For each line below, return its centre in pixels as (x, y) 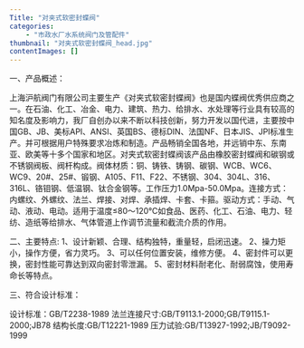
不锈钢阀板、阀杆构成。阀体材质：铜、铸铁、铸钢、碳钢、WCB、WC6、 (143, 166)
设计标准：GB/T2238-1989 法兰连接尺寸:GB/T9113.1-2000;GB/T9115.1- (140, 314)
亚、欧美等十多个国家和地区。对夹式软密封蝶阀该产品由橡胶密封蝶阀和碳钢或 (152, 154)
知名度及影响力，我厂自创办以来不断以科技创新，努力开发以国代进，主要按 (148, 121)
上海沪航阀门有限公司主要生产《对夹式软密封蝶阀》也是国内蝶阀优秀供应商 (148, 98)
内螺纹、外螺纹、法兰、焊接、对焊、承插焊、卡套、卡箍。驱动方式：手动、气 (152, 199)
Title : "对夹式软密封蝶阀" (55, 18)
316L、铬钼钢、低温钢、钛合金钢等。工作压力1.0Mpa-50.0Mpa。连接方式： (149, 188)
